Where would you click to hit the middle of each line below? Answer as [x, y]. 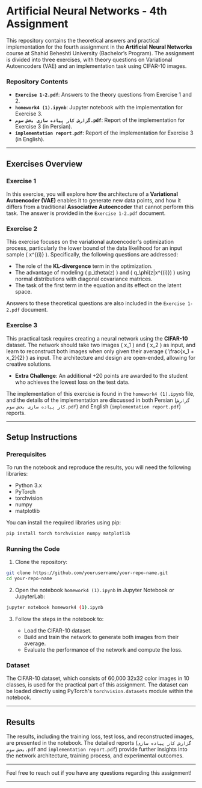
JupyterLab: [30, 596]
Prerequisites [26, 454]
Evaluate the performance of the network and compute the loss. [103, 650]
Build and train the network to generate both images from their [101, 637]
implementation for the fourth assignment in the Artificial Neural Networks [99, 47]
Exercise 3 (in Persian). [44, 127]
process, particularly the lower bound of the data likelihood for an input [94, 248]
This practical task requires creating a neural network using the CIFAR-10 [97, 338]
